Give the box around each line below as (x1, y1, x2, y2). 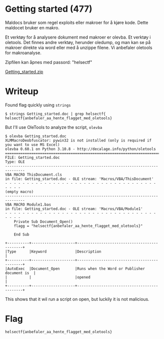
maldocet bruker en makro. (5, 24, 60, 30)
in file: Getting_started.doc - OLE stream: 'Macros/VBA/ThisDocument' (5, 176, 154, 181)
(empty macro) (5, 189, 34, 194)
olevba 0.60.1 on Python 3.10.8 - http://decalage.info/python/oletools (5, 147, 156, 151)
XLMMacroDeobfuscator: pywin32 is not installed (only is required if (5, 138, 152, 143)
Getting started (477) (5, 3, 93, 15)
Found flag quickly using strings (5, 102, 71, 108)
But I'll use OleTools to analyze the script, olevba (5, 124, 102, 130)
